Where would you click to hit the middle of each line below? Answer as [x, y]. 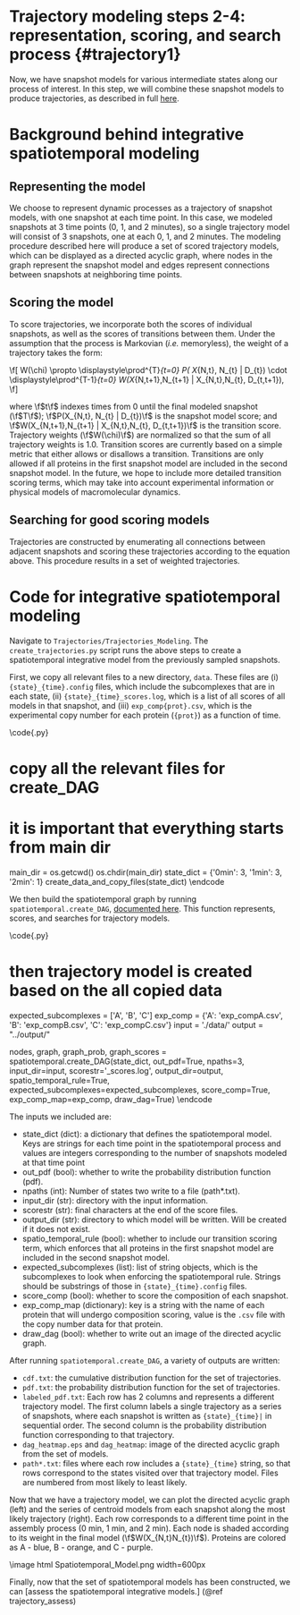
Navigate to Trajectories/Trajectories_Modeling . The [109, 641]
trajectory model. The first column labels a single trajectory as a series [152, 1406]
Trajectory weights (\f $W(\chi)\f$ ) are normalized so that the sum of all [140, 435]
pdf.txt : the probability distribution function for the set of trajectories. [151, 1387]
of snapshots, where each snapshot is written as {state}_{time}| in [147, 1415]
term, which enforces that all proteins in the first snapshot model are [148, 1248]
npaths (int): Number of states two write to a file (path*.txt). [131, 1191]
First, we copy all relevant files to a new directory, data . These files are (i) [144, 676]
